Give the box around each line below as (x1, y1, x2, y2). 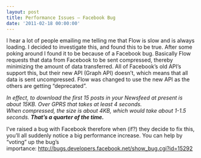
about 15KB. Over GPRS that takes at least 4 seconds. (6, 101, 142, 108)
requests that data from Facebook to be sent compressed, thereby (6, 56, 174, 64)
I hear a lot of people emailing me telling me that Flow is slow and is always (6, 37, 195, 45)
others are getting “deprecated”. (6, 82, 87, 90)
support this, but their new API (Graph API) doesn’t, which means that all (6, 70, 188, 77)
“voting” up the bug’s (6, 138, 60, 146)
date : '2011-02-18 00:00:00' (6, 20, 80, 26)
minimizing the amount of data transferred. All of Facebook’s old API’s (6, 63, 182, 70)
